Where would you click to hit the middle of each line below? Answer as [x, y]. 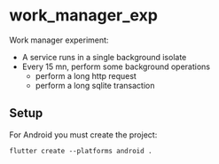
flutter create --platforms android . [81, 151]
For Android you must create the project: [83, 135]
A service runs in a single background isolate [104, 57]
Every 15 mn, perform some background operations [116, 66]
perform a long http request [86, 75]
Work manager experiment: [59, 40]
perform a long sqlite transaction [95, 85]
